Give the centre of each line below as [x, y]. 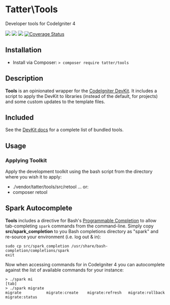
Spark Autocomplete [39, 208]
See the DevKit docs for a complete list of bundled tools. [64, 130]
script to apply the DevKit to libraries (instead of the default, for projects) [81, 96]
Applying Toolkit [26, 160]
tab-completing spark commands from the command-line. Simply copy [79, 226]
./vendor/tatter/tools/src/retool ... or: [51, 187]
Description [24, 78]
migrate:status [21, 297]
